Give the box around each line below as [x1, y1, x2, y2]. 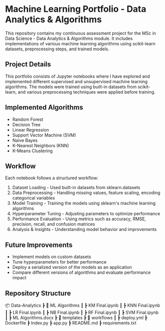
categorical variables [12, 195, 55, 201]
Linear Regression [12, 127, 49, 132]
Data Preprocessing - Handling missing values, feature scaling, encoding [12, 190, 161, 196]
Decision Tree [12, 122, 41, 128]
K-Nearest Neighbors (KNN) [12, 142, 69, 148]
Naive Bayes [12, 137, 38, 143]
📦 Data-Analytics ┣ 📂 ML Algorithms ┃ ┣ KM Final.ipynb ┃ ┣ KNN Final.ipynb [5, 302, 160, 308]
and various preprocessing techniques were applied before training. [18, 89, 156, 95]
